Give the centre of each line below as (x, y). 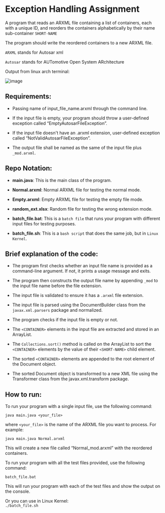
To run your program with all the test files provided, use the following (75, 463)
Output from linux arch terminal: (37, 71)
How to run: (23, 394)
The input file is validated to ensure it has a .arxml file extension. (78, 295)
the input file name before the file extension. (57, 286)
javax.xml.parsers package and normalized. (57, 310)
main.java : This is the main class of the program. (62, 180)
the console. (18, 491)
